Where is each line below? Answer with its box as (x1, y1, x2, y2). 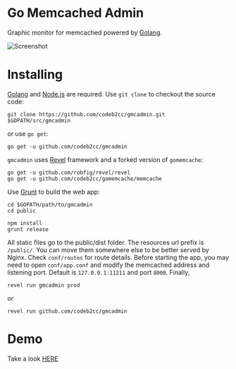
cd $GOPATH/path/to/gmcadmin (7, 201, 93, 208)
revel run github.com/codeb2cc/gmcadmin (7, 308, 128, 315)
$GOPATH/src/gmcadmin (7, 117, 71, 124)
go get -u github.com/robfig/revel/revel (7, 169, 131, 176)
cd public (7, 207, 37, 214)
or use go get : (7, 129, 49, 138)
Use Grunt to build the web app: (7, 187, 100, 196)
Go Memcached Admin (7, 5, 144, 21)
